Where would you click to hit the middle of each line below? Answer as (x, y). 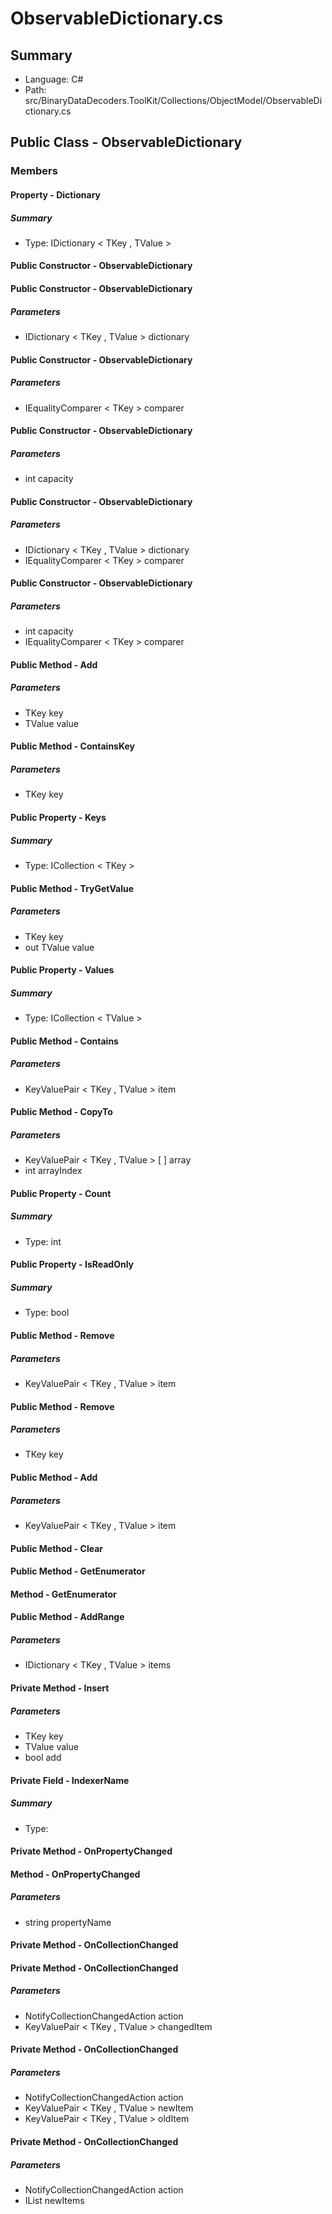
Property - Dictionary (56, 194)
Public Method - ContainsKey (72, 746)
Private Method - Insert (60, 1688)
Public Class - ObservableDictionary (126, 142)
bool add (43, 1757)
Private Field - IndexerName (70, 1780)
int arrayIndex (53, 1171)
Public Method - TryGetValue (72, 888)
